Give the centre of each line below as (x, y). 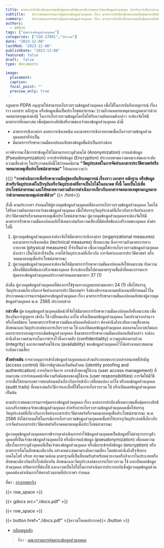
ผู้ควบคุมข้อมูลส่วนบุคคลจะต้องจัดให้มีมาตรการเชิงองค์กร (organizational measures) (83, 236)
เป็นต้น (11, 392)
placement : (21, 78)
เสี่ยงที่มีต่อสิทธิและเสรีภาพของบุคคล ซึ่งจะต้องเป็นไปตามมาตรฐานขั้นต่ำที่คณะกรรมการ (80, 269)
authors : (14, 23)
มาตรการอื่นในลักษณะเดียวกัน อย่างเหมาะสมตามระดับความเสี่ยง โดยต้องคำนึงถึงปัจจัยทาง (76, 450)
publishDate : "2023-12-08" (33, 50)
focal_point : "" (26, 87)
